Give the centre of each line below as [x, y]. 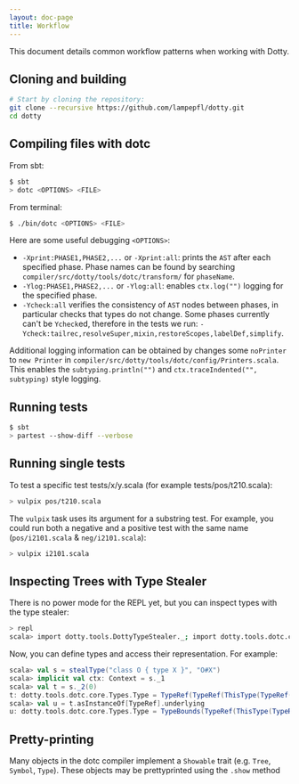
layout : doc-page [41, 17]
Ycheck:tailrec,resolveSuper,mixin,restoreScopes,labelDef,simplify [152, 334]
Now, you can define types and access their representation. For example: [143, 654]
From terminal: [36, 207]
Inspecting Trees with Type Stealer [108, 581]
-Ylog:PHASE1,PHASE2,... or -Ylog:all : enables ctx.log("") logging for [153, 286]
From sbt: [27, 165]
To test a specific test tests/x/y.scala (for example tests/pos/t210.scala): [141, 485]
